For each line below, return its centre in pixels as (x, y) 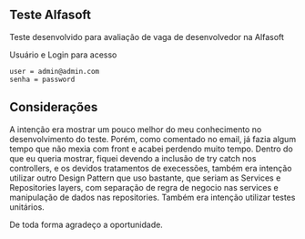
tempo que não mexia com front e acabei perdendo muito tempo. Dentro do (151, 149)
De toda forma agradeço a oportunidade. (86, 224)
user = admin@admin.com (55, 71)
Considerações (54, 107)
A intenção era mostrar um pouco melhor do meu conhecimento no (136, 129)
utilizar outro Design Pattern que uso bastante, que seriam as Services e (145, 178)
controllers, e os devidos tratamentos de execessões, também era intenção (151, 168)
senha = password (42, 79)
